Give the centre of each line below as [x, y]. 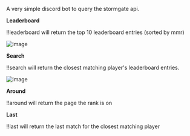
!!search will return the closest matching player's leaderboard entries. [93, 67]
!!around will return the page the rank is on [59, 103]
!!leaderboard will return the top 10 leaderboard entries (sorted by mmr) [95, 32]
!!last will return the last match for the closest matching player [83, 126]
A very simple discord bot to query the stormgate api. [73, 9]
